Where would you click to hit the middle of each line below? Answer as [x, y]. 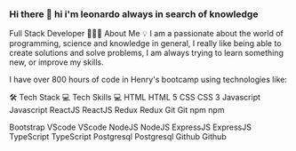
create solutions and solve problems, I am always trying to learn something [147, 53]
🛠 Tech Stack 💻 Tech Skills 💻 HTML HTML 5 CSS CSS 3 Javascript [135, 98]
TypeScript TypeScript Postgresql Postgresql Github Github [118, 137]
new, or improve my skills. [56, 62]
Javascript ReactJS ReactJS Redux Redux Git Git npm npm [117, 110]
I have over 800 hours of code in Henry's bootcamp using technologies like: [148, 80]
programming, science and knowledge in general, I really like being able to [145, 44]
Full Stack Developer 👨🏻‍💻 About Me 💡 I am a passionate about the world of [147, 34]
